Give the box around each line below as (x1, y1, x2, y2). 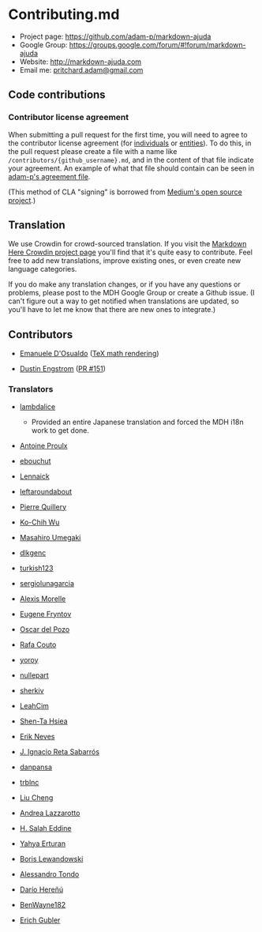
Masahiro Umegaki (19, 532, 81, 542)
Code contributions (8, 88, 106, 102)
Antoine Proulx (19, 441, 69, 450)
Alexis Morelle (19, 594, 66, 603)
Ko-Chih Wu (19, 517, 60, 527)
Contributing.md (8, 6, 120, 24)
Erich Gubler (19, 915, 61, 925)
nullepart (19, 670, 49, 680)
